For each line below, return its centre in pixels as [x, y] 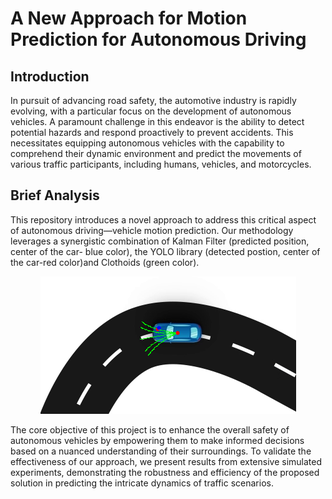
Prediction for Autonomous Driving [158, 39]
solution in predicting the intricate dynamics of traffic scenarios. [142, 483]
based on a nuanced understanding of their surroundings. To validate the [161, 451]
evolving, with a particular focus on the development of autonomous [151, 111]
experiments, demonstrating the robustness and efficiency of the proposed [165, 472]
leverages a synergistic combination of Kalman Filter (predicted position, [160, 241]
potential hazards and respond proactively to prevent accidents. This [152, 132]
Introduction [50, 76]
